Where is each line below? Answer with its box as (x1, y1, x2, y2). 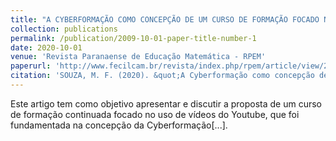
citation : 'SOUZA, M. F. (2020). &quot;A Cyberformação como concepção (10, 71, 315, 81)
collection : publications (10, 24, 118, 34)
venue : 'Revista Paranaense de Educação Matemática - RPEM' (10, 52, 267, 62)
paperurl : (10, 61, 52, 71)
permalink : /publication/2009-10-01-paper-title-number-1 (10, 33, 257, 43)
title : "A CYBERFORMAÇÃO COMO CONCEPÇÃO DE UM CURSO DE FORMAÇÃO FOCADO (10, 14, 320, 25)
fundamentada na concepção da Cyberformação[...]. (10, 119, 228, 131)
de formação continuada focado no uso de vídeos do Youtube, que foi (10, 108, 300, 120)
